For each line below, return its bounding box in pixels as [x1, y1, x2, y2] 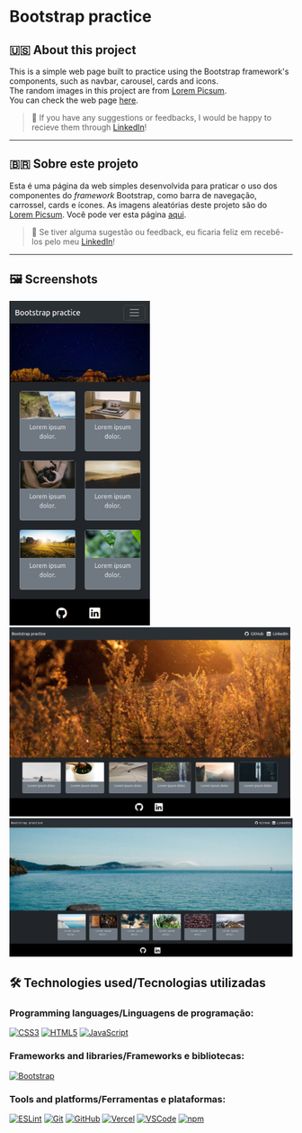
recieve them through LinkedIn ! [31, 122, 147, 132]
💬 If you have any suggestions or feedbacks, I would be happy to [31, 113, 272, 123]
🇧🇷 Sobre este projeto [9, 156, 139, 172]
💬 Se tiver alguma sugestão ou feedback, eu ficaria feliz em [31, 226, 253, 237]
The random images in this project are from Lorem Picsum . [9, 86, 227, 96]
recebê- [253, 226, 285, 237]
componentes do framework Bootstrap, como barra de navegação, [9, 189, 258, 200]
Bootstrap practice [9, 6, 152, 27]
